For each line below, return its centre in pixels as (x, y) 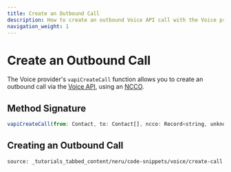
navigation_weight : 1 (38, 26)
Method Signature (47, 108)
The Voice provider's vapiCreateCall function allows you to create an (105, 79)
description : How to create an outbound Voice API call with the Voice (112, 20)
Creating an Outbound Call (65, 146)
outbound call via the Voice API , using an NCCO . (76, 87)
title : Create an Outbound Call (53, 13)
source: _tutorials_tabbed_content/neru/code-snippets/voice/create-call (115, 161)
